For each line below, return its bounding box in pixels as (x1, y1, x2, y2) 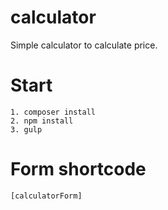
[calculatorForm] (10, 191, 83, 201)
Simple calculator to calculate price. (10, 39, 158, 51)
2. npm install (10, 116, 74, 126)
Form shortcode (10, 158, 147, 181)
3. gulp (10, 124, 43, 135)
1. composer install (10, 107, 97, 117)
